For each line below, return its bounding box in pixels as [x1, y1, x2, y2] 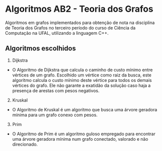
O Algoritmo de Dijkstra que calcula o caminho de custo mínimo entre [12, 67, 153, 73]
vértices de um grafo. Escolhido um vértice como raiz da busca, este [12, 72, 152, 78]
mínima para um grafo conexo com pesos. [12, 112, 98, 118]
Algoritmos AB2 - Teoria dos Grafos [5, 3, 154, 15]
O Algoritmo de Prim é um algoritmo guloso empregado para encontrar [12, 131, 156, 137]
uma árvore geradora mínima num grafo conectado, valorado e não [12, 136, 148, 142]
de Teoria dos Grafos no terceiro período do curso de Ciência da [5, 25, 136, 30]
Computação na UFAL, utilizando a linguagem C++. [5, 30, 109, 36]
